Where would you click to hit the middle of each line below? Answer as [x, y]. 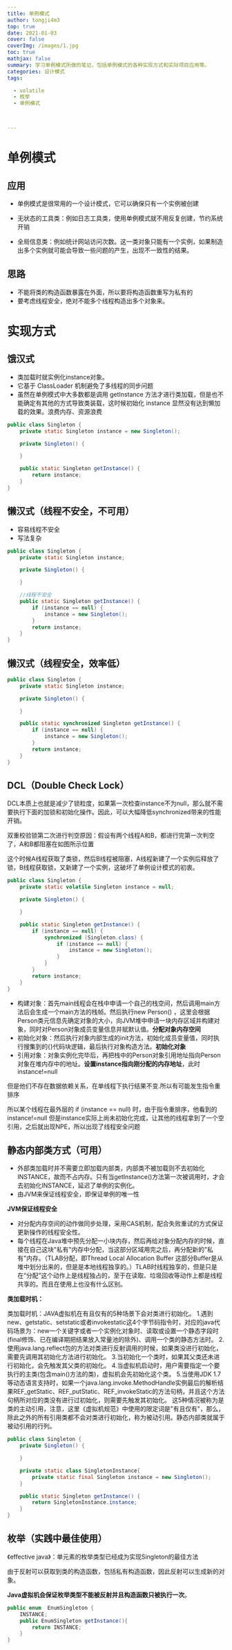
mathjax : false [29, 59]
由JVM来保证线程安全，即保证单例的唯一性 [78, 1194]
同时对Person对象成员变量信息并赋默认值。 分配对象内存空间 [115, 1029]
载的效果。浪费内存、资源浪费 [59, 411]
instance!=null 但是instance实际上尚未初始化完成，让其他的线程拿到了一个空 [116, 1118]
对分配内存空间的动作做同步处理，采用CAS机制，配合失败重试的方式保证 [120, 1223]
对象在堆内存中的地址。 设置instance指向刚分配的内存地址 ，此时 [108, 1064]
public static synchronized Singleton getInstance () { [100, 724]
